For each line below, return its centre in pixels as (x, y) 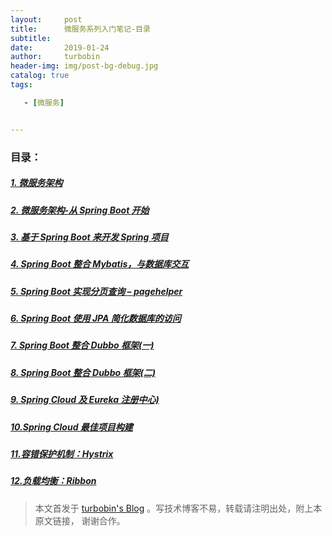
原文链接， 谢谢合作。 (80, 520)
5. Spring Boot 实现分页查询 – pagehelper (96, 291)
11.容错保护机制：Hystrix (62, 453)
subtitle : (31, 38)
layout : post (46, 19)
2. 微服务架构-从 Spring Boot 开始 (80, 210)
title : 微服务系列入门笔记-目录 (80, 29)
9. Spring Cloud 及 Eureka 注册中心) (85, 400)
